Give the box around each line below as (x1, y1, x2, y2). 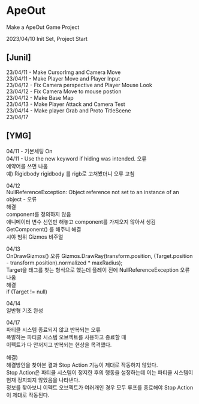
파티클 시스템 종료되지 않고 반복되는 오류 (6, 326, 101, 333)
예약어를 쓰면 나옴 (6, 162, 48, 170)
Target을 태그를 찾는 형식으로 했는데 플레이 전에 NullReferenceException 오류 (6, 266, 190, 274)
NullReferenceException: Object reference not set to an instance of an (6, 188, 179, 195)
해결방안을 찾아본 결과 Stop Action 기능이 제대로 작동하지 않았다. (6, 361, 158, 369)
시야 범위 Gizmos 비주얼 (6, 233, 64, 240)
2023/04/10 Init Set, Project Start (6, 35, 88, 42)
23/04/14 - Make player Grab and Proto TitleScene (6, 106, 131, 114)
